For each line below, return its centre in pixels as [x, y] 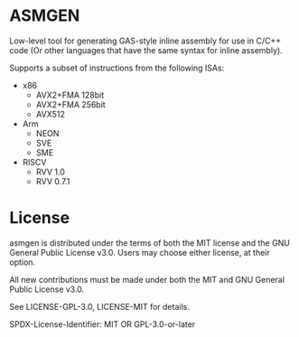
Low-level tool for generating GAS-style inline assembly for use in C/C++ [145, 41]
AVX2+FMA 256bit [70, 104]
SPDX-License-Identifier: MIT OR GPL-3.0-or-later [103, 324]
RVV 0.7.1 [53, 181]
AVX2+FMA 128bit [70, 95]
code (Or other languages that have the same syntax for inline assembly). [146, 50]
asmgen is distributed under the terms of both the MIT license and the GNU [150, 243]
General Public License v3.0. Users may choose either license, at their [140, 252]
